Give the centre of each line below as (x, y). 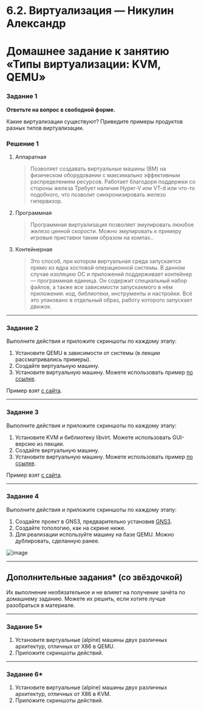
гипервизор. (46, 201)
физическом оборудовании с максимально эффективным (105, 175)
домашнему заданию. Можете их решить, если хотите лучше (86, 599)
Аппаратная (31, 156)
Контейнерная (34, 249)
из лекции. (51, 444)
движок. (41, 306)
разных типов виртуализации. (45, 128)
